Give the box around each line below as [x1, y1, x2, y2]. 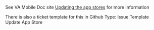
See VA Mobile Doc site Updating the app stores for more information [5, 4, 149, 10]
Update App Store [5, 19, 43, 25]
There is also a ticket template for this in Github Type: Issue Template [5, 14, 149, 19]
